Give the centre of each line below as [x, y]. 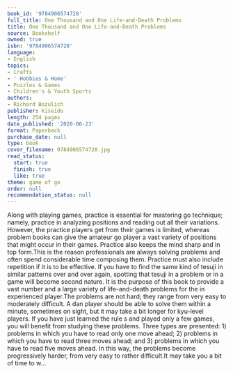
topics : [18, 66]
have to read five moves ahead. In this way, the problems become [102, 349]
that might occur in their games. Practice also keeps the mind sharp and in [114, 245]
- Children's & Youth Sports [49, 91]
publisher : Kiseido [35, 111]
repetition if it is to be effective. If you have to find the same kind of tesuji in [115, 267]
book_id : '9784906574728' [45, 14]
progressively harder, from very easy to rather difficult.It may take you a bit [115, 356]
